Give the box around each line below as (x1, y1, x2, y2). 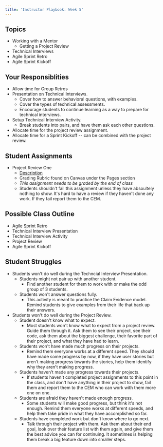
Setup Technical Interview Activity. (12, 117, 82, 123)
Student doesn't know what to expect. (19, 317, 96, 323)
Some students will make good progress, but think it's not (26, 400, 142, 406)
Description (19, 170, 43, 176)
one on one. (26, 389, 51, 395)
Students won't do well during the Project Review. (12, 312, 112, 318)
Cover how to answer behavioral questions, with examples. (19, 96, 138, 102)
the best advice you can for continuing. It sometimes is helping (26, 431, 153, 437)
